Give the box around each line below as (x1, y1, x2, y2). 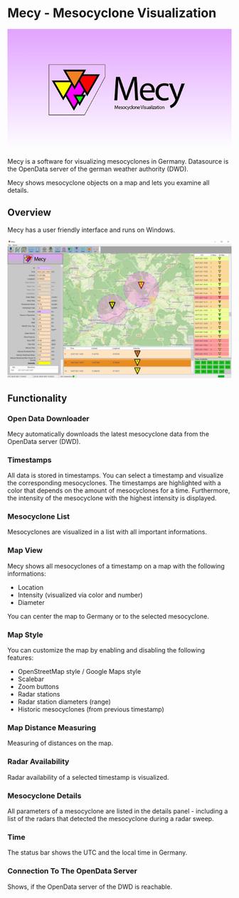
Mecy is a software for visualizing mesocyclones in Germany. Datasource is (7, 157, 229, 165)
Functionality (7, 392, 68, 404)
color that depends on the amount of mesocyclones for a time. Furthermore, (7, 486, 230, 495)
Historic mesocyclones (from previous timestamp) (17, 705, 165, 714)
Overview (7, 206, 52, 218)
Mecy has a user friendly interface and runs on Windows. (7, 226, 176, 234)
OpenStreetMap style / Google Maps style (17, 667, 142, 676)
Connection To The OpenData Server (7, 866, 137, 876)
